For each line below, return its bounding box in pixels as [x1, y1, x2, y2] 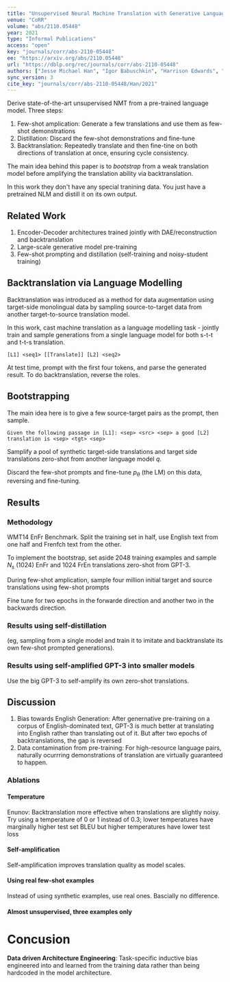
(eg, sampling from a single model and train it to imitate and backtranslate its [7, 637, 223, 645]
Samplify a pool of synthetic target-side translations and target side [7, 447, 197, 455]
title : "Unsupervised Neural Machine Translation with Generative [7, 10, 201, 17]
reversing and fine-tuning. [7, 477, 81, 485]
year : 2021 [7, 29, 38, 36]
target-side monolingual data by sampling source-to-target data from [7, 303, 203, 311]
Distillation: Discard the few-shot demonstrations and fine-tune [16, 135, 195, 143]
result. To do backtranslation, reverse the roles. [7, 370, 140, 378]
